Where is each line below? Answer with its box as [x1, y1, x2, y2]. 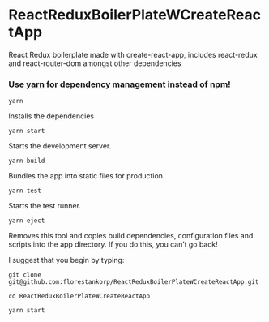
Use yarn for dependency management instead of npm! [8, 79, 231, 90]
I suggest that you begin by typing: [8, 255, 125, 265]
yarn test [8, 187, 42, 195]
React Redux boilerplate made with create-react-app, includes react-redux [8, 49, 258, 59]
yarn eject [8, 217, 45, 225]
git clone [8, 271, 42, 279]
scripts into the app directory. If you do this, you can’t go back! [8, 239, 218, 249]
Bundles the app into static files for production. [8, 171, 165, 181]
